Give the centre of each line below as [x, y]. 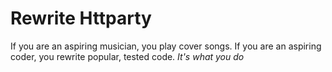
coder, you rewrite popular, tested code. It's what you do [127, 56]
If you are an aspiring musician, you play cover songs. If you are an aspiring [166, 46]
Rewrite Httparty [81, 18]
